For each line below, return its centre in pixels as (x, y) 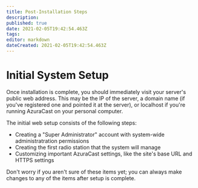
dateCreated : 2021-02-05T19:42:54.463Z (56, 46)
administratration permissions (52, 141)
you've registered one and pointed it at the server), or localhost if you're (96, 105)
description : (23, 17)
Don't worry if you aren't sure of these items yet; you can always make (94, 172)
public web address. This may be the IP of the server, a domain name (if (96, 98)
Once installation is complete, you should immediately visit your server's (96, 92)
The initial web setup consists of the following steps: (72, 123)
